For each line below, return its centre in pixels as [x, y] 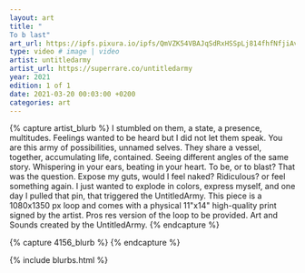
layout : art [32, 18]
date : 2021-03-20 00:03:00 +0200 [73, 94]
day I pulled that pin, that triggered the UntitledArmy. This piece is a [136, 196]
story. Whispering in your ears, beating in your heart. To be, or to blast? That [152, 167]
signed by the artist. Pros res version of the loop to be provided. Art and [144, 216]
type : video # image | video [64, 52]
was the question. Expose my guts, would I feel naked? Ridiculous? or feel [148, 177]
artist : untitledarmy [50, 60]
